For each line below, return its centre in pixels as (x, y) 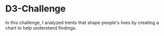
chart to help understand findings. (41, 27)
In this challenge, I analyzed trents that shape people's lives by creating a (82, 22)
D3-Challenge (36, 9)
